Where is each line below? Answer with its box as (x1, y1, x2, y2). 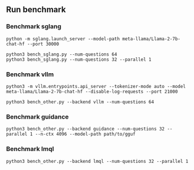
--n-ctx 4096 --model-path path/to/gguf (35, 131, 136, 138)
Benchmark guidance (6, 112, 69, 120)
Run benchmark (6, 5, 66, 15)
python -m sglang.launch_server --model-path (6, 35, 120, 42)
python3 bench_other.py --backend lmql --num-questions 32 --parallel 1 (6, 158, 189, 164)
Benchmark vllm (6, 70, 54, 79)
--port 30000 (27, 41, 60, 47)
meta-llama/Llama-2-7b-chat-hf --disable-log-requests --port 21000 (6, 89, 178, 94)
